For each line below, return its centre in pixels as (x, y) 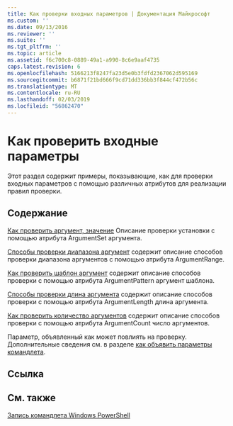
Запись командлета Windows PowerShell (69, 415)
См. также (32, 398)
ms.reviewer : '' (31, 34)
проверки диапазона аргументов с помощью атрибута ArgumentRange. (116, 259)
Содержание (38, 213)
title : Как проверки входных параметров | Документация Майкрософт (109, 14)
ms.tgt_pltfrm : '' (34, 47)
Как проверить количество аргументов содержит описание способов (114, 315)
